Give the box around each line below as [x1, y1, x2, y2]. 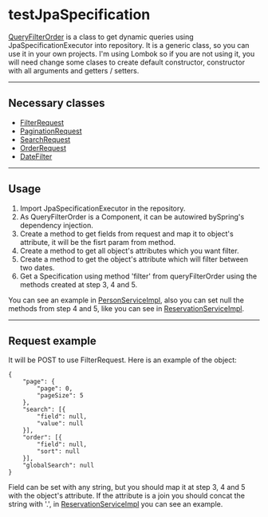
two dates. [19, 262, 55, 272]
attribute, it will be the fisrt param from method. [19, 237, 176, 247]
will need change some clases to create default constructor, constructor [8, 57, 246, 67]
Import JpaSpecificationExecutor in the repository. [19, 203, 186, 213]
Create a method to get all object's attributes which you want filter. [19, 246, 239, 255]
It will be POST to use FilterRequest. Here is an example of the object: [8, 355, 237, 365]
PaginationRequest [19, 126, 82, 136]
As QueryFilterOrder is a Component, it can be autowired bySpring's [19, 211, 245, 221]
